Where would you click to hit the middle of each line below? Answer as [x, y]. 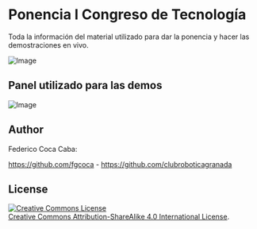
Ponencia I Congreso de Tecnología [127, 15]
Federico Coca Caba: [43, 149]
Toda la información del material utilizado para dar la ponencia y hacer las [129, 37]
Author [26, 130]
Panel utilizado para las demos [85, 85]
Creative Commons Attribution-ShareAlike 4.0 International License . [119, 217]
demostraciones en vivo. [48, 45]
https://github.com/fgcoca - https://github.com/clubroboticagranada [120, 164]
